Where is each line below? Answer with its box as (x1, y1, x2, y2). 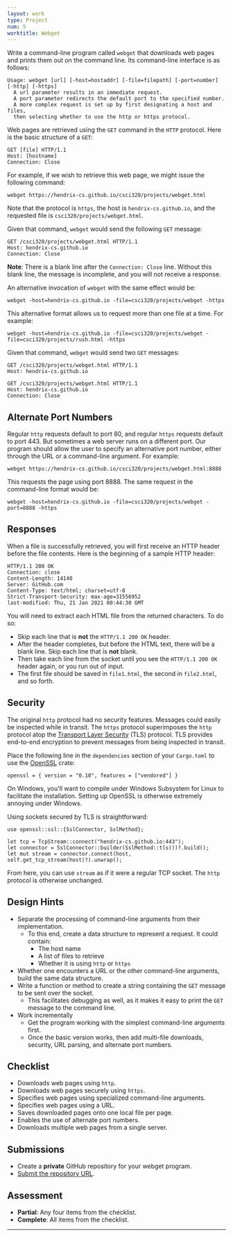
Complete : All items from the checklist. (17, 1215, 130, 1224)
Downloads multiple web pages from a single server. (17, 1124, 168, 1132)
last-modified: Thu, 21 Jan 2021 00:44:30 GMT (7, 599, 144, 606)
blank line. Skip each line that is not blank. (17, 647, 138, 655)
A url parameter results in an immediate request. (13, 89, 163, 96)
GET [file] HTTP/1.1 (7, 147, 67, 154)
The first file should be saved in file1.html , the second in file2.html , (17, 669, 217, 677)
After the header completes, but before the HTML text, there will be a (17, 640, 215, 648)
